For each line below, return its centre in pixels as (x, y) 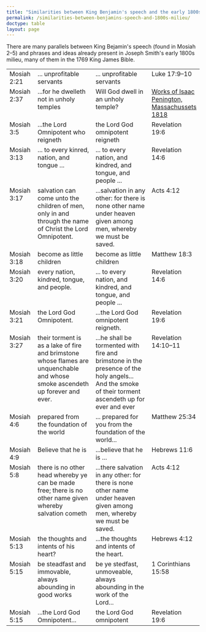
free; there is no (60, 490)
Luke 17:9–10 (171, 74)
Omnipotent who (62, 133)
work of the (112, 595)
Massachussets (174, 107)
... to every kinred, (63, 150)
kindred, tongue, (61, 280)
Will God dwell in (120, 91)
